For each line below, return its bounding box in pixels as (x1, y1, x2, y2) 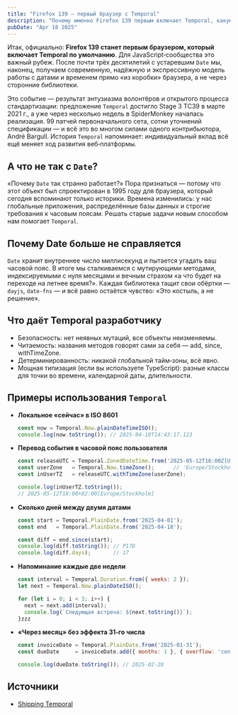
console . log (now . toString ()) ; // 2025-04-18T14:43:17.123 (17, 431, 193, 438)
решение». (7, 294, 40, 302)
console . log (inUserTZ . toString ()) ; (17, 484, 123, 491)
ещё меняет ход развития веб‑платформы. (7, 140, 137, 148)
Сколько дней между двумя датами (17, 503, 131, 511)
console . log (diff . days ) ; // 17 (17, 550, 130, 557)
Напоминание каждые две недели (17, 562, 126, 571)
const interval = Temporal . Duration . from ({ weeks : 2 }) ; (17, 576, 190, 583)
